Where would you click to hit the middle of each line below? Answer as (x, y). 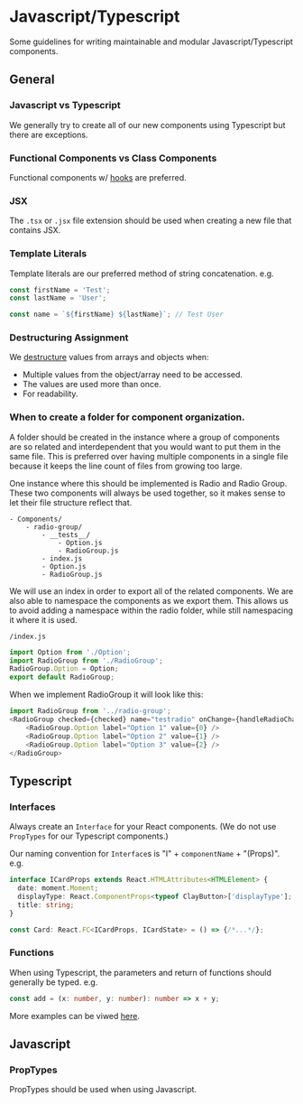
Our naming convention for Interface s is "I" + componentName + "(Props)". (145, 854)
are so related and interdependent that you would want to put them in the (145, 446)
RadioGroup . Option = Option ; (64, 669)
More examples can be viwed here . (74, 1016)
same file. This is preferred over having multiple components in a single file (149, 456)
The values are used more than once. (92, 385)
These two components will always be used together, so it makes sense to (147, 493)
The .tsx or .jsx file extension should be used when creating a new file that (151, 221)
